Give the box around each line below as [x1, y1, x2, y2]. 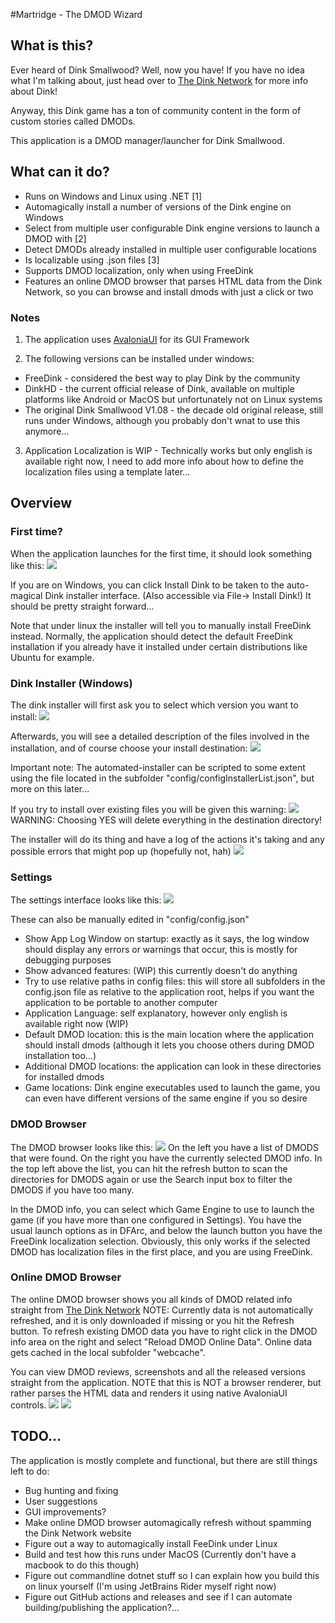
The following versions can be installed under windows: [24, 352, 255, 364]
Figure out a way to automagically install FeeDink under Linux [24, 1537, 278, 1549]
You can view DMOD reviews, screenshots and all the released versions [10, 1365, 306, 1378]
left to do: [10, 1465, 50, 1477]
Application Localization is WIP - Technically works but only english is [24, 444, 313, 456]
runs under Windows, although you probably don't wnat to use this [24, 414, 301, 426]
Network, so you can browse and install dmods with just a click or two [24, 285, 314, 298]
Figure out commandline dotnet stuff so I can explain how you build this [24, 1569, 320, 1581]
